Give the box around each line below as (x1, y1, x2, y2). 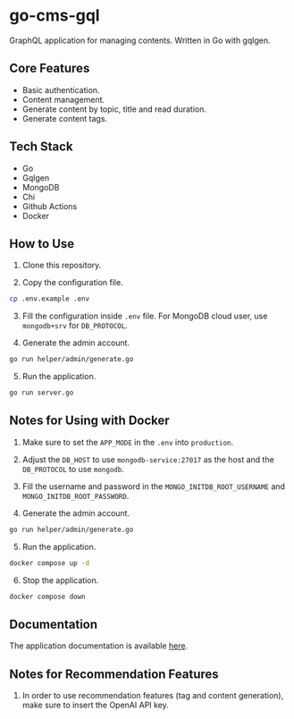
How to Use (9, 236, 75, 251)
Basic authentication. (21, 84, 100, 95)
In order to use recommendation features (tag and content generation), (21, 690, 284, 701)
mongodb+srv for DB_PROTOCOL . (21, 320, 128, 331)
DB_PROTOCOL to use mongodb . (21, 463, 125, 474)
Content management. (21, 94, 105, 105)
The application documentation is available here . (9, 640, 189, 651)
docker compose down (9, 592, 87, 601)
